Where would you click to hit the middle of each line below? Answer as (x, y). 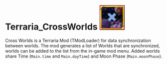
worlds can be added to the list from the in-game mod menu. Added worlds (83, 51)
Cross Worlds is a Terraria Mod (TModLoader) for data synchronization (78, 40)
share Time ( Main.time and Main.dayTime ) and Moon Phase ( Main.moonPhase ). (84, 56)
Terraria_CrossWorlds (52, 27)
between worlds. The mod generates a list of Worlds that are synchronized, (83, 46)
